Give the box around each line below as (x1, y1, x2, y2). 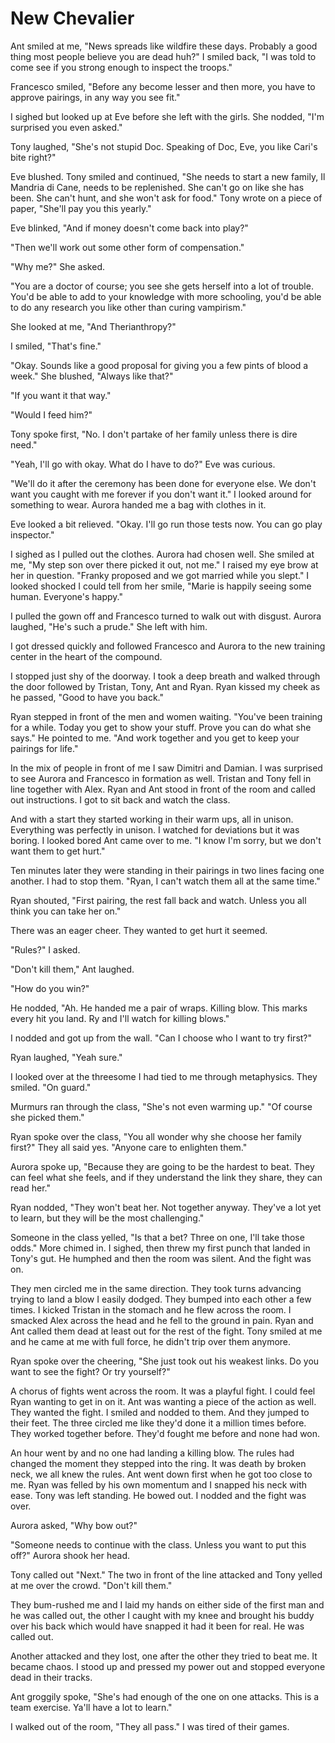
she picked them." (10, 1111, 85, 1123)
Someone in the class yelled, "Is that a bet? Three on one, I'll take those (10, 1231, 305, 1243)
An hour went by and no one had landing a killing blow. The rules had (10, 1447, 295, 1459)
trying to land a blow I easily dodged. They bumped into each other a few (10, 1293, 312, 1305)
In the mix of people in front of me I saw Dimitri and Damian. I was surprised (10, 762, 323, 774)
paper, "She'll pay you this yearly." (10, 202, 152, 214)
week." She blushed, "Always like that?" (10, 370, 174, 382)
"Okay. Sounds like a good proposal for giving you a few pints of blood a (10, 359, 309, 371)
